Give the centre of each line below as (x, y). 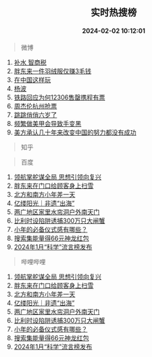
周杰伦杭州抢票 (35, 106)
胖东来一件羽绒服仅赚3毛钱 (53, 71)
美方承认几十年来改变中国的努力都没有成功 (75, 132)
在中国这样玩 (32, 80)
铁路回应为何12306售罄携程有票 (60, 97)
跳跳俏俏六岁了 (35, 115)
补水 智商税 (30, 62)
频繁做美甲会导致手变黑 (47, 123)
